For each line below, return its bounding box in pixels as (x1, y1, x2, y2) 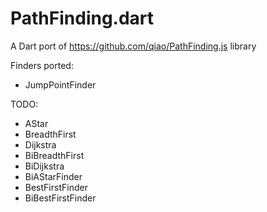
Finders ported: (10, 59, 74, 71)
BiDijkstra (24, 160, 65, 172)
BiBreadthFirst (24, 149, 85, 161)
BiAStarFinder (24, 170, 83, 182)
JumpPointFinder (24, 78, 97, 91)
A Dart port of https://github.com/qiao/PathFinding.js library (10, 40, 257, 52)
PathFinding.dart (10, 7, 155, 30)
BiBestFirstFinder (24, 192, 97, 204)
